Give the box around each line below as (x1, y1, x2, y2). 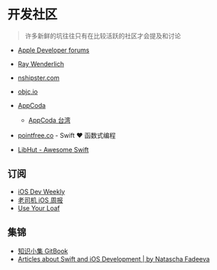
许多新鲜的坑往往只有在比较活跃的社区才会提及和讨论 (24, 31, 181, 40)
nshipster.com (17, 73, 60, 82)
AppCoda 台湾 (28, 116, 71, 124)
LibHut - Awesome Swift (17, 145, 89, 154)
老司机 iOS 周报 (17, 196, 63, 204)
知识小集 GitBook (17, 246, 68, 255)
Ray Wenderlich (17, 59, 64, 68)
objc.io (17, 87, 38, 96)
